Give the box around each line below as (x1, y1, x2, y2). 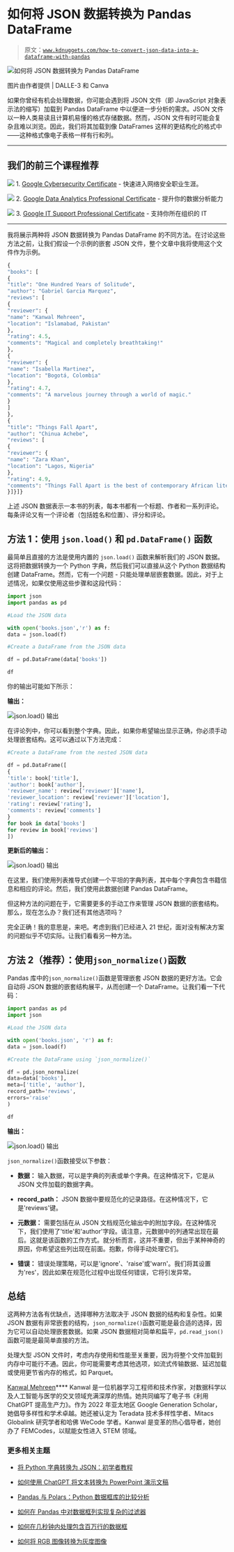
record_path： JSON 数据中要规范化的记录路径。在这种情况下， (17, 1195, 202, 1203)
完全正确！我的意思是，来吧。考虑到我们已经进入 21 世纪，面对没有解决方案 (7, 923, 225, 931)
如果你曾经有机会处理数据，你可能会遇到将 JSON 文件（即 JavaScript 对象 (7, 95, 221, 104)
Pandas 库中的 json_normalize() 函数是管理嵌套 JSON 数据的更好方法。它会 (7, 974, 223, 982)
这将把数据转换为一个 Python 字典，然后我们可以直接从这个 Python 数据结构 (7, 561, 226, 570)
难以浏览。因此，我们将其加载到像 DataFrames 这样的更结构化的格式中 (19, 122, 223, 130)
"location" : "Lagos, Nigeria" (7, 463, 95, 470)
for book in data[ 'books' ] (7, 820, 86, 827)
